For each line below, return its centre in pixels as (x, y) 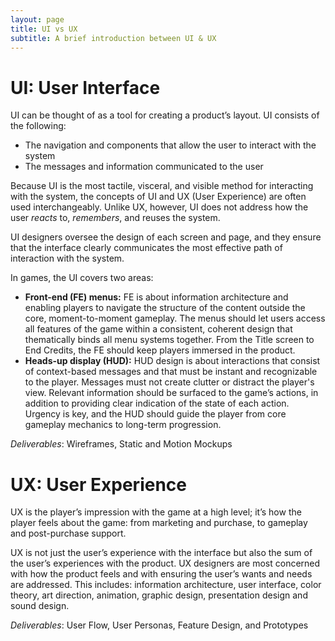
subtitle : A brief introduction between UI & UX (113, 38)
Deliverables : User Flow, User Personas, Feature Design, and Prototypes (159, 625)
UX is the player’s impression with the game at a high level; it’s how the (156, 512)
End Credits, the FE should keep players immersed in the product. (160, 350)
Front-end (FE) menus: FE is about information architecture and (156, 297)
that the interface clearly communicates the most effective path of (146, 248)
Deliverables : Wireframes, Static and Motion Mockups (121, 444)
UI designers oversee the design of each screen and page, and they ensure (166, 237)
